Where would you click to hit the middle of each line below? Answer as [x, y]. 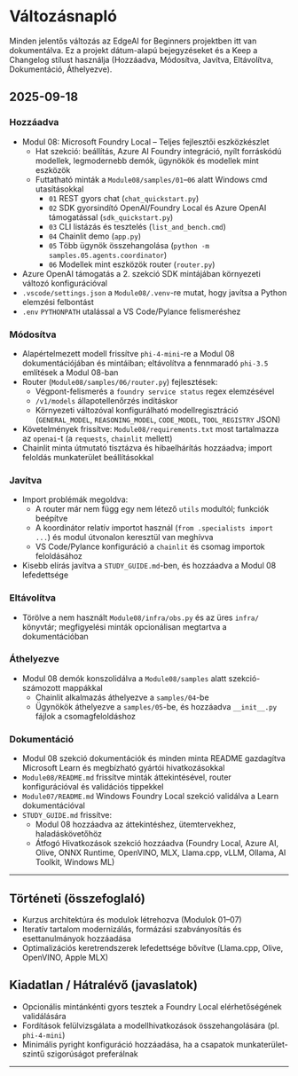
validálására [44, 1016]
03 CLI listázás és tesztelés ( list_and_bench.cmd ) [137, 226]
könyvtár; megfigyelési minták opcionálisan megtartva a [125, 626]
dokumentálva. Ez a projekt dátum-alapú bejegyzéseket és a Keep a [133, 50]
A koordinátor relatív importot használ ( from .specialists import [154, 528]
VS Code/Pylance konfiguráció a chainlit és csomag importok [150, 546]
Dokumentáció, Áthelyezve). [61, 69]
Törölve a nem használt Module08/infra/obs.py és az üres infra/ [141, 617]
